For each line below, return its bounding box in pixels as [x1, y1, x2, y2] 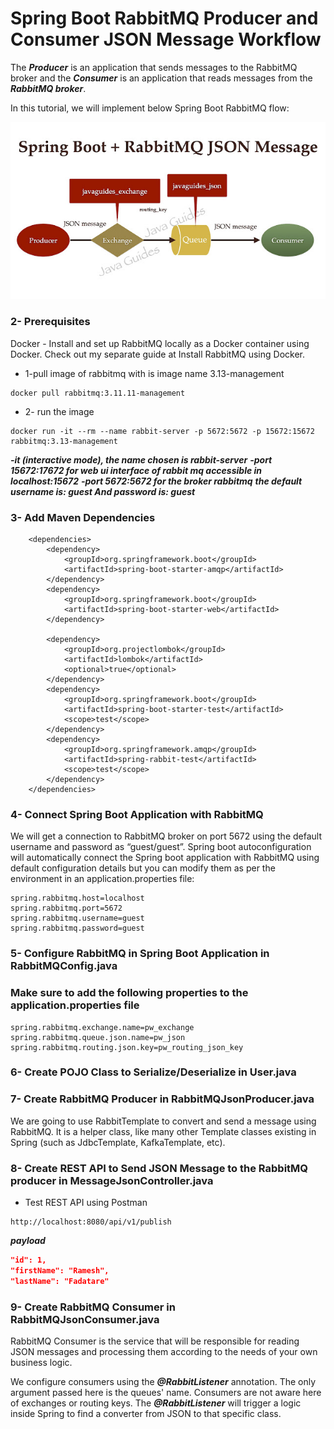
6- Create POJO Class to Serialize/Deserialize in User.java [10, 1065, 297, 1079]
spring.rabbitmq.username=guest [10, 913, 145, 924]
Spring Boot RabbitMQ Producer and [10, 7, 319, 30]
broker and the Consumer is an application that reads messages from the [10, 72, 313, 84]
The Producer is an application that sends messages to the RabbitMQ [10, 61, 298, 73]
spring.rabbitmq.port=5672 [10, 903, 123, 914]
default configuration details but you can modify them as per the [10, 862, 276, 874]
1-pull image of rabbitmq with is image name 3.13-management [24, 367, 285, 379]
